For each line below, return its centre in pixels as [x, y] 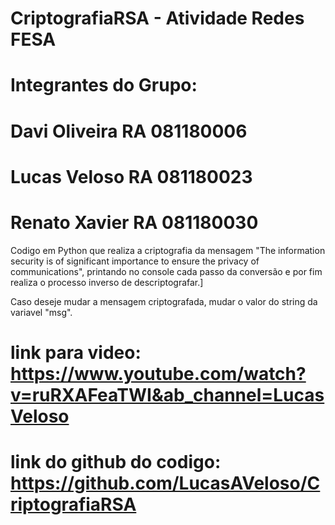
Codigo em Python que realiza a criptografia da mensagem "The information [168, 250]
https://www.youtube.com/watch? [158, 373]
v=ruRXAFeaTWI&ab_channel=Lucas [167, 394]
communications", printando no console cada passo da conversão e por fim [166, 271]
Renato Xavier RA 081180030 [134, 222]
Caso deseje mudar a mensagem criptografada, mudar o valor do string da [164, 301]
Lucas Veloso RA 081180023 [131, 176]
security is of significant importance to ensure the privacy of [135, 261]
